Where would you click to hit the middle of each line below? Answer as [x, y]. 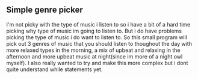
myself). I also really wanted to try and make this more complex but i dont [97, 63]
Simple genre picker [45, 10]
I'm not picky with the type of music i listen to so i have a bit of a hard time [98, 24]
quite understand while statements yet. [54, 69]
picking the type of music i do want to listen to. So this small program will [97, 37]
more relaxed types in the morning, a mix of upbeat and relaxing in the [93, 50]
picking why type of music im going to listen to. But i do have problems [94, 31]
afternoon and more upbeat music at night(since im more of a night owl [94, 56]
